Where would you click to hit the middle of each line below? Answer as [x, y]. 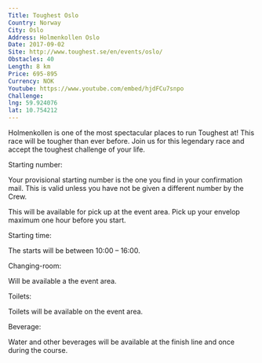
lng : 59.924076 [33, 103]
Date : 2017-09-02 [36, 45]
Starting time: [30, 235]
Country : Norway [35, 23]
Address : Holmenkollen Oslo [54, 37]
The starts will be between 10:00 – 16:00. [74, 251]
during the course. [38, 350]
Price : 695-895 [33, 74]
